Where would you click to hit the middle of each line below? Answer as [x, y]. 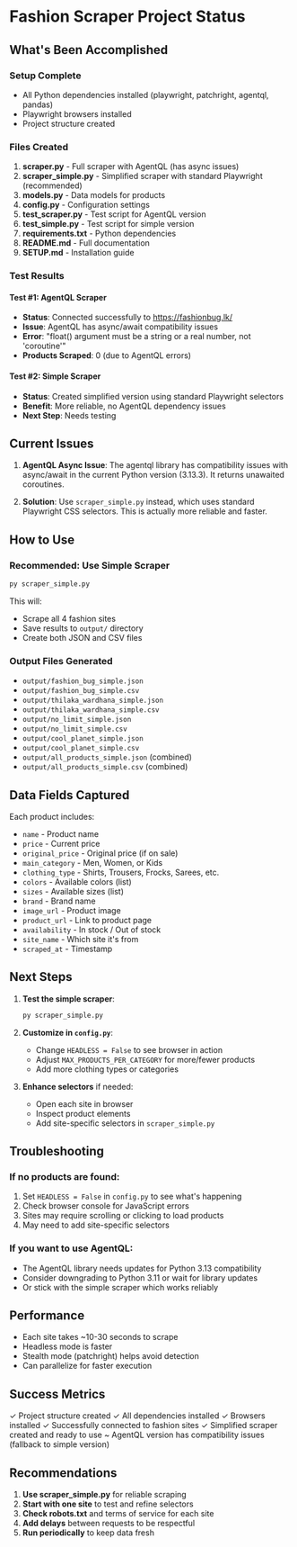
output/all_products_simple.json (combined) [107, 757]
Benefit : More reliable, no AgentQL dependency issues [124, 406]
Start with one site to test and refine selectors [108, 1504]
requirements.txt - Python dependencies [99, 234]
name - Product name [61, 833]
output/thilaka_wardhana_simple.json [93, 701]
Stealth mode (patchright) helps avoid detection [111, 1356]
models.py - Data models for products [94, 195]
